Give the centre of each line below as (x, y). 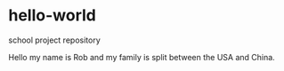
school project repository (54, 40)
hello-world (53, 16)
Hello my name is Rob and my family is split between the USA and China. (142, 57)
